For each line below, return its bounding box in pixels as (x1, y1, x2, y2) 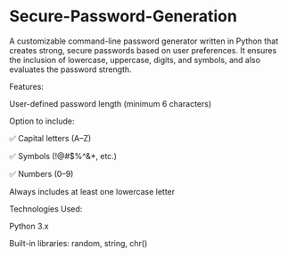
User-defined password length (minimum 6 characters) (9, 98, 212, 108)
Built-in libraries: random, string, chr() (9, 237, 148, 248)
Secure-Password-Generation (9, 6, 238, 27)
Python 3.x (9, 221, 49, 231)
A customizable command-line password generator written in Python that (9, 36, 279, 46)
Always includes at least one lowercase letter (9, 186, 176, 197)
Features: (9, 81, 45, 92)
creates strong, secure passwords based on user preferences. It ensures (9, 44, 277, 55)
